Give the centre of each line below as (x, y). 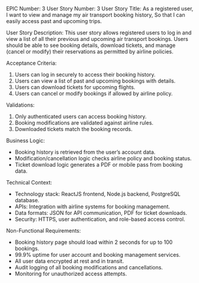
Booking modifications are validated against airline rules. (84, 123)
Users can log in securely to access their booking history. (85, 74)
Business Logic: (26, 141)
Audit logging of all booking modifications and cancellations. (89, 267)
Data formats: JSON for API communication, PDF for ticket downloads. (101, 213)
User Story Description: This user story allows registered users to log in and (99, 33)
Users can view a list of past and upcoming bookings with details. (95, 81)
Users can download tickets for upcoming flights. (75, 87)
